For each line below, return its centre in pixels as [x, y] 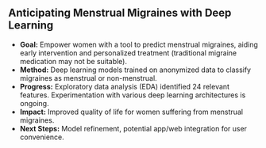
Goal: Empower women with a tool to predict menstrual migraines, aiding [139, 44]
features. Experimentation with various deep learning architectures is [133, 95]
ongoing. [34, 103]
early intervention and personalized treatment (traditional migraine [128, 53]
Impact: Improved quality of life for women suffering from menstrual [131, 112]
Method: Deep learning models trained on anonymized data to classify [135, 70]
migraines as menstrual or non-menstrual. [88, 78]
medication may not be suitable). [73, 61]
